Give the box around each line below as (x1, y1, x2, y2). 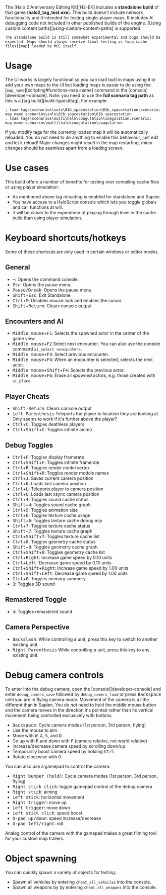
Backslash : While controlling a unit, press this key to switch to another (12, 636, 158, 642)
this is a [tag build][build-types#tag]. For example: (5, 97, 108, 103)
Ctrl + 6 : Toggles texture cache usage (12, 512, 91, 519)
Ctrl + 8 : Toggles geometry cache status (12, 539, 96, 545)
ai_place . (12, 378, 32, 384)
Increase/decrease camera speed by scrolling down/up (12, 743, 125, 749)
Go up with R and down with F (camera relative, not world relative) (12, 738, 148, 744)
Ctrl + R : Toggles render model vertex (12, 465, 90, 471)
